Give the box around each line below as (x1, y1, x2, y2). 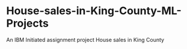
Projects (6, 17, 49, 30)
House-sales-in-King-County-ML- (6, 4, 182, 18)
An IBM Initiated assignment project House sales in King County (6, 36, 164, 43)
